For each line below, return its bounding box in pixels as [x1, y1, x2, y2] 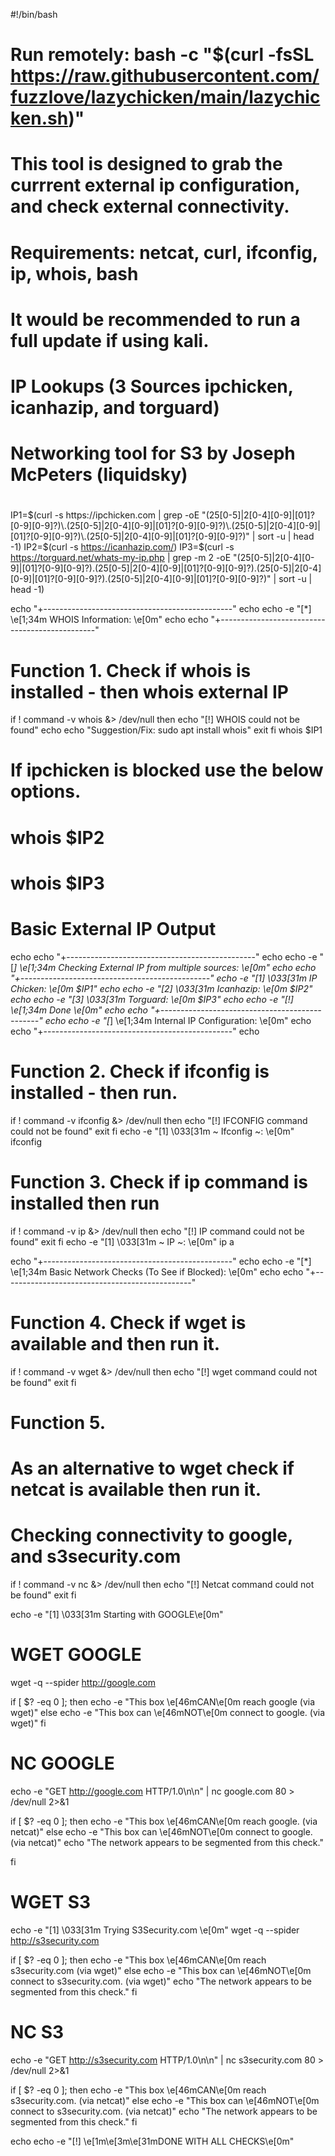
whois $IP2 [10, 826, 105, 849]
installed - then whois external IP [10, 680, 289, 703]
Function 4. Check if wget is [10, 1311, 247, 1334]
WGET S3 [10, 1890, 92, 1913]
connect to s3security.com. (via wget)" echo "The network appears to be [10, 1975, 312, 1987]
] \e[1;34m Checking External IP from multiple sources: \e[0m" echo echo [13, 961, 317, 973]
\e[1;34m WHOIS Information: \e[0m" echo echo [10, 614, 209, 626]
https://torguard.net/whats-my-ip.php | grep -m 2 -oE [10, 552, 232, 564]
